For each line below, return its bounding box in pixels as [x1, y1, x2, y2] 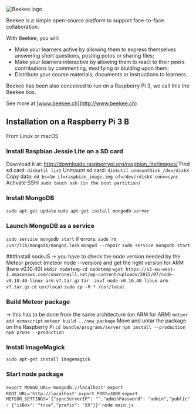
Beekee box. [6, 89, 36, 95]
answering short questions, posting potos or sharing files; [14, 52, 154, 59]
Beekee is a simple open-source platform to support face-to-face [6, 17, 164, 23]
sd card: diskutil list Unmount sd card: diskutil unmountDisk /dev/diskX [6, 167, 190, 174]
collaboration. [6, 23, 39, 30]
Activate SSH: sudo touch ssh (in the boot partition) [6, 179, 141, 186]
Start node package [6, 370, 63, 378]
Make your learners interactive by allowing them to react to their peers [14, 59, 185, 65]
